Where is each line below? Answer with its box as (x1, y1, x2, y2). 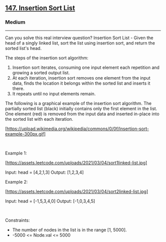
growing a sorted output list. (12, 69, 70, 76)
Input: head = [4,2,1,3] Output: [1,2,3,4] (5, 169, 84, 175)
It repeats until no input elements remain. (12, 91, 96, 97)
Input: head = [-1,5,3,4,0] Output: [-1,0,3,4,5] (5, 198, 95, 204)
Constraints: (5, 217, 30, 223)
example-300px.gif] (5, 131, 46, 137)
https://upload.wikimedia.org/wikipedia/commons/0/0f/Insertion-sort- (6, 126, 149, 132)
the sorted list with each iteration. (5, 116, 73, 122)
